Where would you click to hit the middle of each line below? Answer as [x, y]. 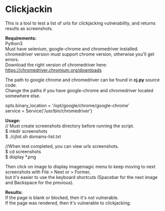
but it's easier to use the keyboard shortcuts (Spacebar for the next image [81, 177]
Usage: [13, 120]
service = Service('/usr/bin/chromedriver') [49, 111]
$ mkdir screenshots [26, 131]
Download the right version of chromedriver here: [56, 65]
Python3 [14, 43]
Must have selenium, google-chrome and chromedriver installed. [72, 49]
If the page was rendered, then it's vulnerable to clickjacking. [68, 203]
